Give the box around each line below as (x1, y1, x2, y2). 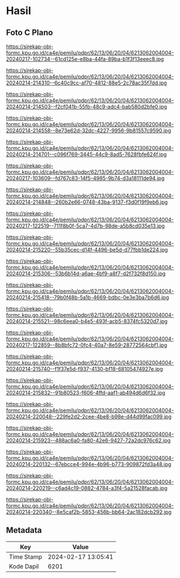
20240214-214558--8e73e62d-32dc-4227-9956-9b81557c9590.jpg (6, 127, 171, 134)
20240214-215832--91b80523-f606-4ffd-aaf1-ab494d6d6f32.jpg (6, 389, 165, 396)
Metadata (6, 525, 42, 535)
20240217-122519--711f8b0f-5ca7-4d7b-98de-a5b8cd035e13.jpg (6, 222, 165, 229)
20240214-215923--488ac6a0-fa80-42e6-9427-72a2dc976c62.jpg (6, 437, 171, 444)
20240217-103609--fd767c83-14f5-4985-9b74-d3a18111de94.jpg (6, 175, 165, 181)
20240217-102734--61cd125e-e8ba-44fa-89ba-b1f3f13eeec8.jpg (6, 56, 164, 62)
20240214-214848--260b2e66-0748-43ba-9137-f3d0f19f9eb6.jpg (6, 198, 168, 205)
